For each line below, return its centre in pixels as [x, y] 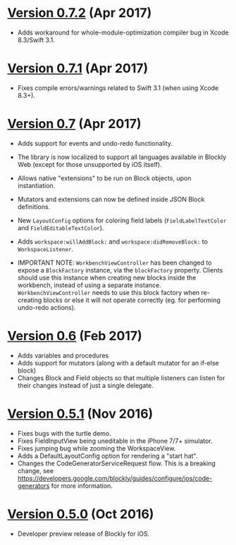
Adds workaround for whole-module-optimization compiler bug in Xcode [123, 32]
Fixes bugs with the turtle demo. [64, 433]
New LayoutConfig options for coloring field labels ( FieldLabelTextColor [122, 220]
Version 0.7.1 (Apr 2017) [78, 69]
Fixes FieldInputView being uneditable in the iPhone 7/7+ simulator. [115, 441]
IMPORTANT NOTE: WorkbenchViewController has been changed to [114, 263]
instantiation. [36, 185]
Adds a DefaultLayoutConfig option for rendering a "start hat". [107, 456]
